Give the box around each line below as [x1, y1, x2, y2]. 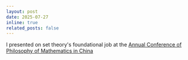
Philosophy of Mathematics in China [6, 48, 93, 55]
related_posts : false [6, 25, 59, 31]
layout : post [6, 8, 38, 15]
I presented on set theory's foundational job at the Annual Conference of [6, 41, 182, 48]
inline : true [6, 19, 38, 25]
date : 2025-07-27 [6, 14, 49, 20]
